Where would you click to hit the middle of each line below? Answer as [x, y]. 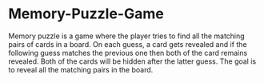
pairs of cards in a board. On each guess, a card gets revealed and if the [128, 44]
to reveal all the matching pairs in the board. [81, 69]
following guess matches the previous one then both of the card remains [128, 53]
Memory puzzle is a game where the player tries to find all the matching [127, 36]
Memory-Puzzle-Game [86, 14]
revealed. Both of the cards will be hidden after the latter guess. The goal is [132, 61]
